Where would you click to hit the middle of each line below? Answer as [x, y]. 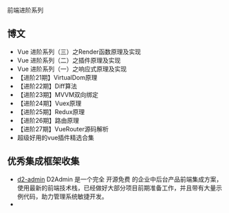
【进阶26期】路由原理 [48, 120]
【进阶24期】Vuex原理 [49, 103]
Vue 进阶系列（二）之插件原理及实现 [69, 60]
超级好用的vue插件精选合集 [56, 137]
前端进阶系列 [25, 10]
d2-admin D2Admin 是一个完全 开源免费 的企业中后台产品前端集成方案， [120, 179]
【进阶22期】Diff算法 [47, 86]
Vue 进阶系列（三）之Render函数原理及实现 [79, 52]
